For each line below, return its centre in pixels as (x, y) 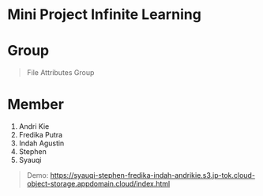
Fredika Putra (41, 135)
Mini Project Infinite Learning (105, 15)
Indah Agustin (41, 143)
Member (36, 105)
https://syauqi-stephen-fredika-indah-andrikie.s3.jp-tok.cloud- (153, 175)
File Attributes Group (60, 73)
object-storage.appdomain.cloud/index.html (98, 184)
